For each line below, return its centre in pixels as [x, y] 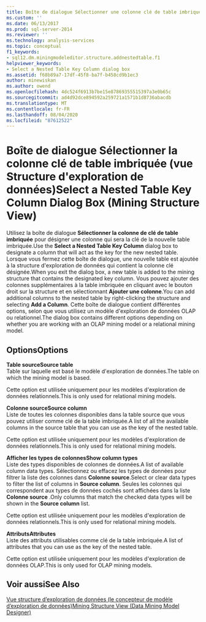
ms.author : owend [29, 86]
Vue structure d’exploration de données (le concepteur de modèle [90, 599]
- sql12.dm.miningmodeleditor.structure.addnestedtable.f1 [83, 58]
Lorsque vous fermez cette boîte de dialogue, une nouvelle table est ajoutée [102, 259]
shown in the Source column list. [48, 503]
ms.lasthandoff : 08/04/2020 [42, 115]
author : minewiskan [31, 80]
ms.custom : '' [25, 18]
